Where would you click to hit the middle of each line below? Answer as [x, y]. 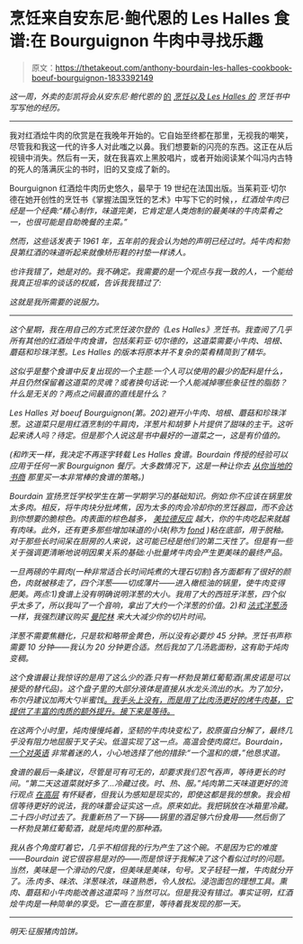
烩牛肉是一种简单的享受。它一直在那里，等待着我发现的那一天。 [127, 903]
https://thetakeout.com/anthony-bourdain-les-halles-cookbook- [174, 68]
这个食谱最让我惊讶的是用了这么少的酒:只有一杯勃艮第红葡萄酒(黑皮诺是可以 [150, 677]
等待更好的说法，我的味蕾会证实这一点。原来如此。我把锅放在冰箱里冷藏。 [155, 805]
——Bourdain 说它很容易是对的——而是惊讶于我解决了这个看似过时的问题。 [149, 858]
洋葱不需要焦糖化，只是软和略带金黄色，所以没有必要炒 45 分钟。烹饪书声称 [151, 635]
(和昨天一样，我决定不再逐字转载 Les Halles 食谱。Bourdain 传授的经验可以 [149, 454]
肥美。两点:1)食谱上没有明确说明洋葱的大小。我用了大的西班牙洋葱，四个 [143, 594]
